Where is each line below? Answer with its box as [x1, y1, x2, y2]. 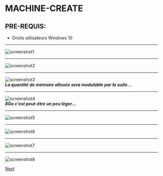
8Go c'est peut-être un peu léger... [5, 101, 76, 106]
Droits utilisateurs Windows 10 [12, 35, 73, 41]
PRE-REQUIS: [5, 22, 46, 30]
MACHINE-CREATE [5, 3, 83, 14]
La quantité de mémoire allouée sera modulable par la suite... [5, 82, 132, 88]
